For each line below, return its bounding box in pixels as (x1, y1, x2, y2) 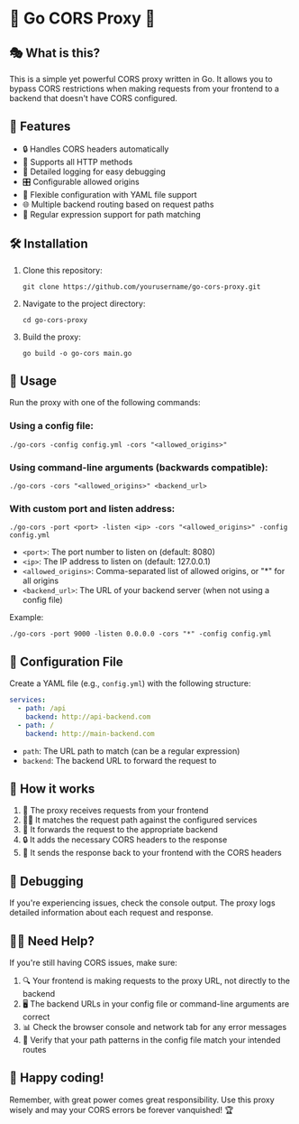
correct (22, 1011, 50, 1022)
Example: (9, 612, 44, 623)
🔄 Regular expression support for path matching (22, 209, 201, 219)
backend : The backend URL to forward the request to (22, 755, 217, 766)
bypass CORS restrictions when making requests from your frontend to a (9, 83, 279, 94)
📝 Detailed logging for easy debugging (22, 166, 167, 177)
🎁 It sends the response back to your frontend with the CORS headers (22, 848, 282, 859)
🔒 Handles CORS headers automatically (22, 144, 169, 154)
